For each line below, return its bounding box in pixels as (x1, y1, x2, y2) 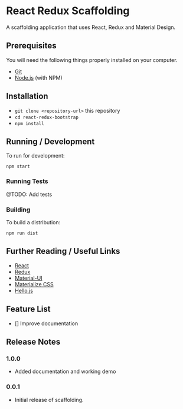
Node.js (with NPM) (14, 74, 63, 81)
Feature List (6, 304, 51, 314)
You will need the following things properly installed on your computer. (6, 56, 178, 63)
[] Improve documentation (14, 320, 79, 327)
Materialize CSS (14, 280, 54, 287)
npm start (6, 163, 31, 169)
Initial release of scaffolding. (14, 396, 84, 403)
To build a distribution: (6, 218, 61, 225)
